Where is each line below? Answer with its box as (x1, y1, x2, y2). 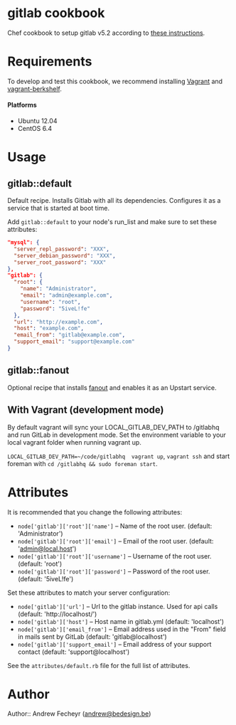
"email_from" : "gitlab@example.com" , (14, 332, 126, 339)
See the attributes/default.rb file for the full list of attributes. (7, 661, 191, 670)
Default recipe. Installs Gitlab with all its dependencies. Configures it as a (7, 196, 221, 205)
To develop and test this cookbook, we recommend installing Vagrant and (7, 77, 222, 85)
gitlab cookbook (7, 5, 105, 21)
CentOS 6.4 (17, 125, 52, 133)
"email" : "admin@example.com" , (20, 292, 113, 300)
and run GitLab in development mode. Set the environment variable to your (7, 430, 226, 439)
